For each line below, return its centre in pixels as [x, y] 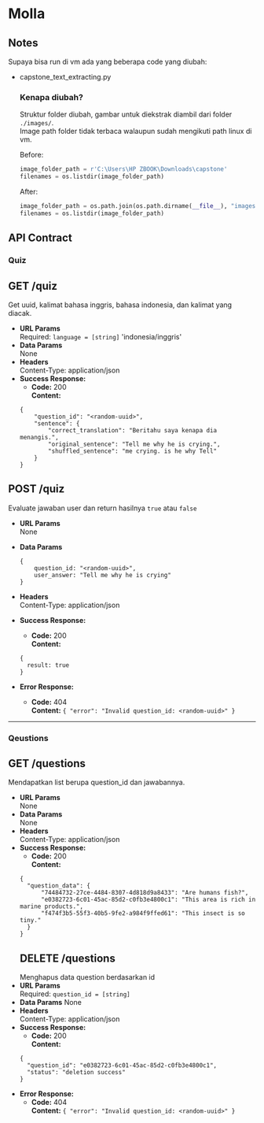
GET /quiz [33, 285]
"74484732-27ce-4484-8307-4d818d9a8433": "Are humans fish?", [145, 893]
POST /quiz [37, 489]
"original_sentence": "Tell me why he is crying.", [134, 444]
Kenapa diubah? [51, 97]
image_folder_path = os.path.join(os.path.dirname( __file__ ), [123, 206]
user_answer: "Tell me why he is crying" [103, 575]
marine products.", [51, 906]
